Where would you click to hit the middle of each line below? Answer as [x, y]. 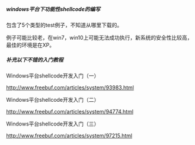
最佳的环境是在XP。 [31, 45]
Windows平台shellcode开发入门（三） [53, 124]
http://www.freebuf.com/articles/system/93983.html [70, 87]
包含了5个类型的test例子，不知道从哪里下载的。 [64, 25]
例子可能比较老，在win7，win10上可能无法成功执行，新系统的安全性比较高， [99, 37]
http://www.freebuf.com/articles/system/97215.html [69, 136]
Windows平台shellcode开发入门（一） [53, 75]
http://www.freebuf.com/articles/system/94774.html [70, 111]
